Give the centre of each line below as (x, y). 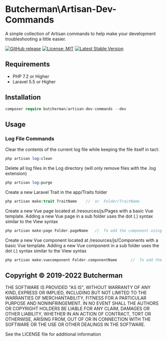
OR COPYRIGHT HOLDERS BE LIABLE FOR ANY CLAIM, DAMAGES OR (77, 309)
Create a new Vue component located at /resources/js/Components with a (82, 240)
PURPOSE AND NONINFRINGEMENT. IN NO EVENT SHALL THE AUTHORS (82, 304)
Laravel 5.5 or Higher (34, 81)
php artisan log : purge (29, 183)
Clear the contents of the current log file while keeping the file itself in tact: (82, 150)
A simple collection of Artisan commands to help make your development (80, 33)
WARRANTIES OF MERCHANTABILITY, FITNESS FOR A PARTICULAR (76, 298)
